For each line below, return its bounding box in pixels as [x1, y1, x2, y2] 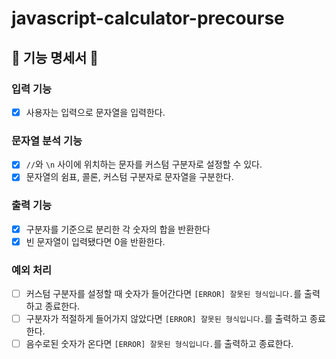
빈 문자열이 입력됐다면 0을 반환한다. [25, 235, 166, 247]
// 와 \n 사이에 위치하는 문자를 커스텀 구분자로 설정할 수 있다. [25, 158, 263, 171]
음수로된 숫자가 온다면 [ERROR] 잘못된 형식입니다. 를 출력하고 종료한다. [25, 338, 294, 350]
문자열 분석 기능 [11, 133, 83, 147]
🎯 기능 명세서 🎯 [11, 49, 99, 66]
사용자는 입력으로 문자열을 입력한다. [25, 106, 166, 118]
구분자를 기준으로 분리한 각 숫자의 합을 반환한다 [25, 223, 211, 235]
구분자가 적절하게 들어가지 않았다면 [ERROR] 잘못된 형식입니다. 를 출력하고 [25, 313, 308, 325]
